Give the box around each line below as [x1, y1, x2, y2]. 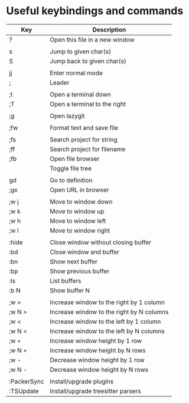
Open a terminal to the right [50, 99, 126, 108]
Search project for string [50, 135, 118, 143]
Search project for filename [50, 145, 126, 153]
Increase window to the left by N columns [50, 327, 165, 335]
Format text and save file [50, 123, 119, 131]
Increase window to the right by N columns [50, 308, 169, 316]
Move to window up [50, 207, 105, 215]
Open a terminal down [50, 90, 111, 98]
